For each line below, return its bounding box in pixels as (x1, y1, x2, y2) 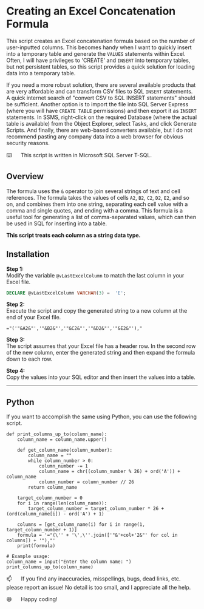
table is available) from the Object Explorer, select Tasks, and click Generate (6, 120, 197, 127)
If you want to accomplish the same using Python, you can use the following (6, 413, 197, 420)
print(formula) (17, 543, 56, 549)
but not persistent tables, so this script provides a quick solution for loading (6, 63, 195, 70)
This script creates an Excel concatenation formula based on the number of (6, 37, 195, 44)
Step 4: (6, 367, 25, 375)
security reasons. (6, 139, 50, 146)
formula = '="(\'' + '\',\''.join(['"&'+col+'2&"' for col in (17, 532, 178, 539)
